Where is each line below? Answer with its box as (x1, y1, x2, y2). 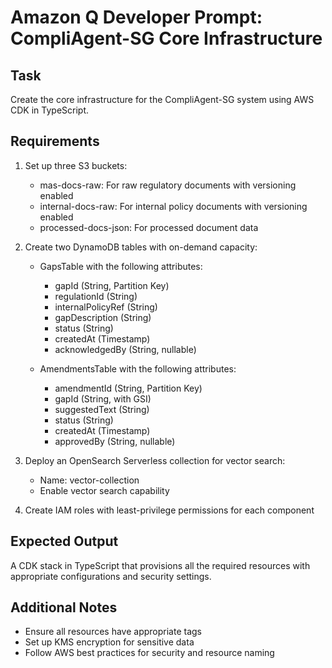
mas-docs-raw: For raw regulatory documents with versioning (39, 179, 297, 191)
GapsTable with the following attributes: (39, 260, 203, 272)
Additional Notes (10, 599, 118, 616)
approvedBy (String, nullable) (54, 435, 176, 447)
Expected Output (10, 533, 119, 550)
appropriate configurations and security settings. (10, 570, 212, 582)
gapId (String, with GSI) (54, 392, 152, 405)
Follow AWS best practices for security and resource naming (24, 647, 275, 659)
